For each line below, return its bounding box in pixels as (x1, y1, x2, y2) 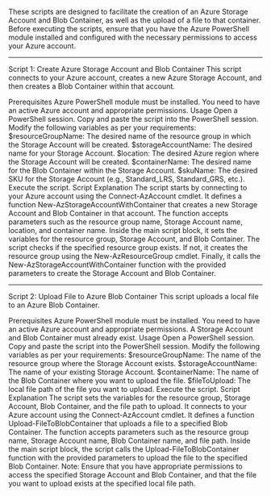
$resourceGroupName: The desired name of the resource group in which (8, 131, 252, 140)
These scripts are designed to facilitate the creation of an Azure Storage (8, 7, 248, 16)
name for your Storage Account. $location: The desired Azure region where (8, 148, 260, 158)
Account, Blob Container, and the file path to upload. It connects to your (8, 402, 248, 411)
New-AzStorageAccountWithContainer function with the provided (8, 260, 227, 269)
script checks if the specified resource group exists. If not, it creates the (8, 243, 248, 252)
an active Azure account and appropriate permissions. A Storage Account (8, 324, 254, 334)
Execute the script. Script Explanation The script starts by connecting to (8, 183, 248, 192)
